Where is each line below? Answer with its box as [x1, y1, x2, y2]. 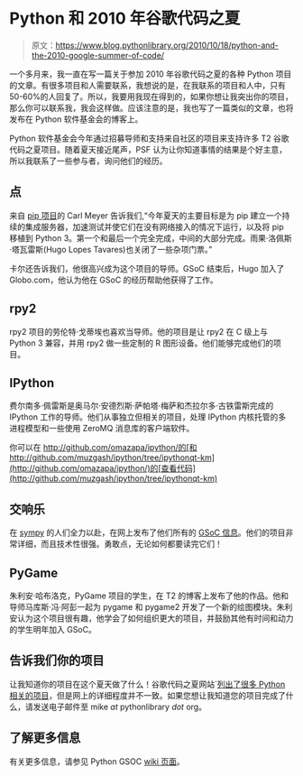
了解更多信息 [9, 730, 81, 745]
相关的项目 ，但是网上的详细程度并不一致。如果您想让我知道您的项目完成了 [9, 689, 286, 700]
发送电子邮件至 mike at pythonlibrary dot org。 [32, 701, 207, 712]
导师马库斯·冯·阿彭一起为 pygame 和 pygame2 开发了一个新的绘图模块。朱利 [9, 602, 293, 612]
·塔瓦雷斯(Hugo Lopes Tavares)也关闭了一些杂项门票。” [9, 244, 213, 254]
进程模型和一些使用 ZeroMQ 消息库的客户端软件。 [9, 423, 195, 434]
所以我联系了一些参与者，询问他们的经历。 [9, 155, 168, 166]
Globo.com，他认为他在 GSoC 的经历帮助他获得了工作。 [9, 274, 218, 285]
